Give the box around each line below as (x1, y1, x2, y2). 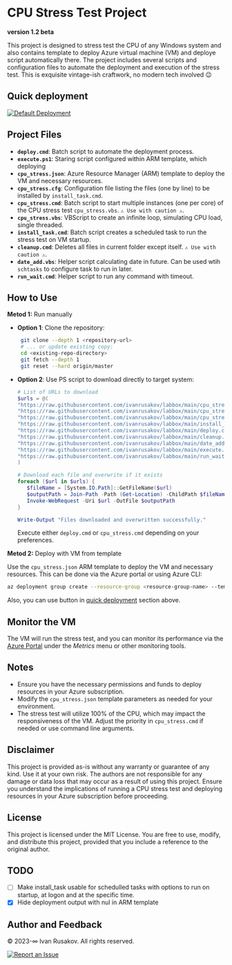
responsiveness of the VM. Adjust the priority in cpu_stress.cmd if (17, 716, 204, 725)
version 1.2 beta (7, 28, 54, 36)
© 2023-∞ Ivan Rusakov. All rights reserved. (7, 937, 135, 946)
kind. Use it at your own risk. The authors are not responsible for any (7, 770, 202, 778)
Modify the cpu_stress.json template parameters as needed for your (17, 694, 213, 703)
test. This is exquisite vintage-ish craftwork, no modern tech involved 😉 (7, 70, 212, 79)
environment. (17, 702, 55, 710)
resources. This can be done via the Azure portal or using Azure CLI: (7, 570, 202, 578)
